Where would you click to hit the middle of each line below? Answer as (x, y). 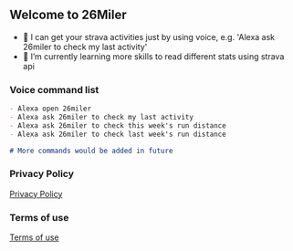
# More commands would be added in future (91, 151)
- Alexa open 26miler (51, 109)
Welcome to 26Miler (68, 15)
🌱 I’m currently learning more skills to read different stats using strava (153, 56)
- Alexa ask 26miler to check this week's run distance (118, 125)
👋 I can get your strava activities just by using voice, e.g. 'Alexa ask (149, 37)
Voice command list (54, 89)
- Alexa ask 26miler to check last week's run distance (118, 134)
